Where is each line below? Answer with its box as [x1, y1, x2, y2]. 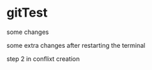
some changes [6, 28, 50, 36]
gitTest [6, 5, 48, 21]
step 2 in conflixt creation [6, 54, 80, 63]
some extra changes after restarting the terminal [6, 41, 146, 49]
